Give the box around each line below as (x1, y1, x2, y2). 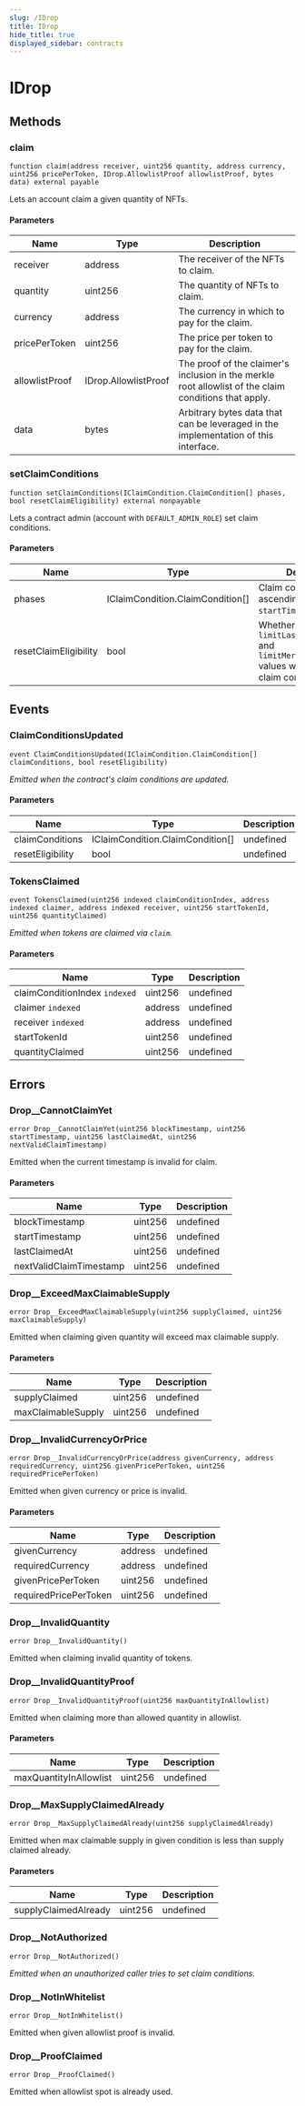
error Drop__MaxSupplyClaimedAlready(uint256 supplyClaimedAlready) (9, 1820, 274, 1829)
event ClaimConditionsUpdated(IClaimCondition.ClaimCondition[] (9, 749, 258, 759)
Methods (9, 114, 62, 129)
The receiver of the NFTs (178, 253, 285, 266)
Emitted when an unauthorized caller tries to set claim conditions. (9, 1968, 256, 1979)
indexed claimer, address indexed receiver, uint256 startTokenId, (9, 904, 271, 913)
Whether (258, 618, 296, 631)
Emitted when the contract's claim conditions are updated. (9, 774, 230, 785)
